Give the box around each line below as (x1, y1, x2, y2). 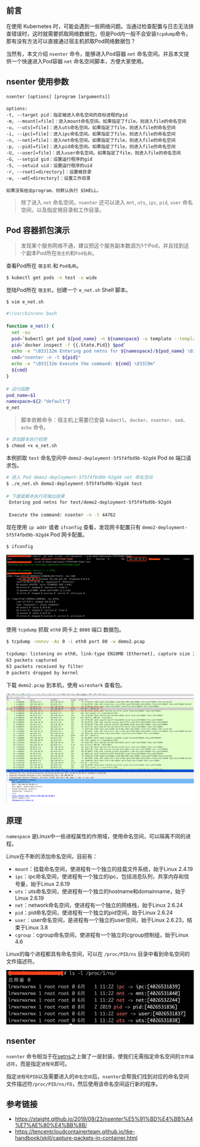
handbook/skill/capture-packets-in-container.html (14, 1134, 138, 1142)
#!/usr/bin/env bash (6, 310, 58, 317)
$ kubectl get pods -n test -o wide (6, 275, 97, 281)
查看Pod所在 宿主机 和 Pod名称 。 (6, 262, 82, 269)
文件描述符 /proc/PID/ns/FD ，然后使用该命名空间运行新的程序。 (6, 1080, 161, 1087)
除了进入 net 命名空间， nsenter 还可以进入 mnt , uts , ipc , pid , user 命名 (20, 198, 193, 206)
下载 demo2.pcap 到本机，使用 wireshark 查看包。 (6, 681, 126, 688)
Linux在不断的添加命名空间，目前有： (6, 853, 98, 860)
